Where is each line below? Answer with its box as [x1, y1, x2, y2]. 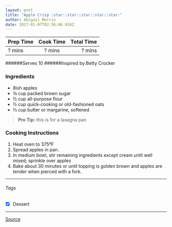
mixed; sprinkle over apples [12, 158, 71, 164]
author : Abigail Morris [5, 17, 56, 22]
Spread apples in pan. [12, 146, 59, 152]
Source [5, 216, 20, 222]
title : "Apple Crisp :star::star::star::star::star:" [5, 12, 123, 18]
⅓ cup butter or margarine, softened [12, 107, 90, 113]
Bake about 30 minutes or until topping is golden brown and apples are [12, 163, 163, 169]
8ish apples [12, 84, 37, 91]
